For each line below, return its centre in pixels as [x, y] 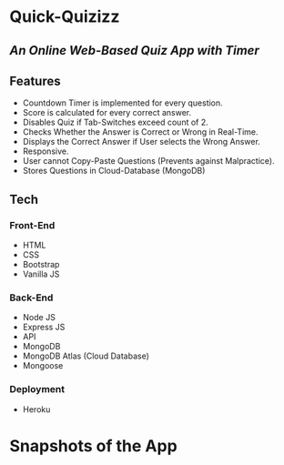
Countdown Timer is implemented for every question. [122, 103]
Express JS [44, 327]
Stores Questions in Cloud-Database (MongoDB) [114, 171]
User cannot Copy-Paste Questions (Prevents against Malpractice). [148, 161]
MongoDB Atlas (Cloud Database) [86, 356]
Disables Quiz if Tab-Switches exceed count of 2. [116, 122]
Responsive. [46, 151]
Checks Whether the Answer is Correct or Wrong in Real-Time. [140, 132]
